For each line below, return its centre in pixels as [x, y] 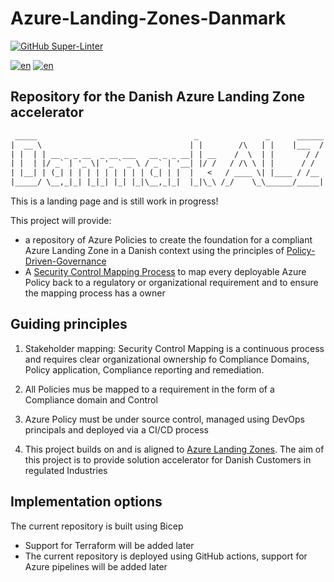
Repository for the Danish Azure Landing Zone [158, 97]
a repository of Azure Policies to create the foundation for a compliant [168, 240]
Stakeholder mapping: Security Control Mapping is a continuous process [174, 348]
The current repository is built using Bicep [97, 526]
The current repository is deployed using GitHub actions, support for [166, 556]
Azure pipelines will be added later [96, 566]
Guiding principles [69, 324]
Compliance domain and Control [91, 399]
